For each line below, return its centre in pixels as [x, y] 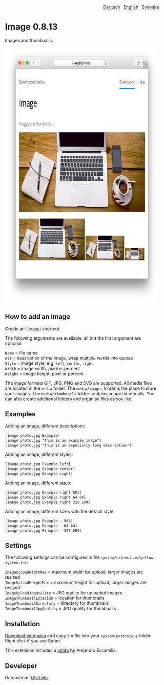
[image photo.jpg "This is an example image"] [53, 440]
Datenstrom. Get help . [27, 677]
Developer [21, 666]
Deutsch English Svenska [131, 7]
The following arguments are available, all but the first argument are [73, 338]
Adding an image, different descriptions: [46, 426]
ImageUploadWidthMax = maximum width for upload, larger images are [74, 572]
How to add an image [38, 317]
